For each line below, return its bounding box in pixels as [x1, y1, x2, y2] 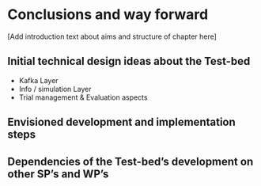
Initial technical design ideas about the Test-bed [7, 55, 251, 68]
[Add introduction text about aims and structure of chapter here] [7, 32, 217, 41]
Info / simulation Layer [18, 84, 92, 93]
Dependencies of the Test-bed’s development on [7, 154, 254, 168]
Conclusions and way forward [7, 6, 209, 24]
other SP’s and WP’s [7, 167, 109, 180]
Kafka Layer [18, 75, 59, 85]
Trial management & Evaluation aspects [18, 93, 148, 102]
